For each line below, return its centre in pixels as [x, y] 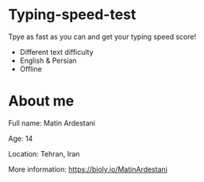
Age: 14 [21, 138]
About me [41, 101]
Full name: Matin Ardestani [52, 123]
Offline [31, 68]
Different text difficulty [56, 52]
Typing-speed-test [72, 15]
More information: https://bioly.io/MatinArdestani [88, 169]
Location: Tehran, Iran [44, 153]
